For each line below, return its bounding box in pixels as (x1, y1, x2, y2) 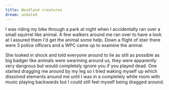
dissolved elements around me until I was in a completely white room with (5, 73, 160, 79)
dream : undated (5, 12, 38, 17)
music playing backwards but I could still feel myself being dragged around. (5, 79, 164, 85)
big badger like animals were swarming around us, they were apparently (5, 57, 157, 63)
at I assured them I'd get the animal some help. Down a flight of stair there (5, 36, 161, 43)
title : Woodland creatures (5, 7, 63, 13)
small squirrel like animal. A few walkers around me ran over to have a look (5, 31, 162, 37)
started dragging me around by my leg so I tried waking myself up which (5, 68, 158, 74)
